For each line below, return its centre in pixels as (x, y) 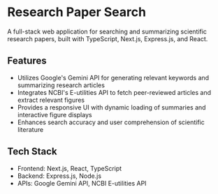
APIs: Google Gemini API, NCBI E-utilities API (82, 183)
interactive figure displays (54, 114)
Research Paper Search (77, 12)
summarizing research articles (61, 85)
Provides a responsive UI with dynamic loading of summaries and (111, 107)
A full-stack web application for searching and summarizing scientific (107, 31)
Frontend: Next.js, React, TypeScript (70, 168)
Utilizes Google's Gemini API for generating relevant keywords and (113, 77)
